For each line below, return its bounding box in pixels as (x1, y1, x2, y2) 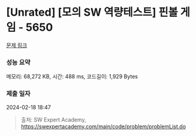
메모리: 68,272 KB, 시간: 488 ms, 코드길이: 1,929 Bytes (6, 73, 138, 80)
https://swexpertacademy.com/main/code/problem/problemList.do (20, 123, 186, 130)
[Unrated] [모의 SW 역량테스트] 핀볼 (6, 5, 178, 19)
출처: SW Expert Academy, (20, 116, 86, 123)
